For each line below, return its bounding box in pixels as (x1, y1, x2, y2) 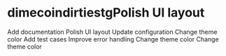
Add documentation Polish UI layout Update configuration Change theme (7, 28, 218, 36)
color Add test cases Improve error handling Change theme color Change (7, 35, 219, 43)
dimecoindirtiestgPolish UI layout (7, 5, 205, 21)
